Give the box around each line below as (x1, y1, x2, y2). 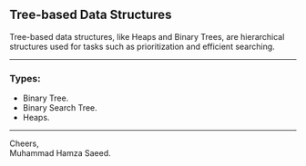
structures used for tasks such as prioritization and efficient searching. (9, 41, 275, 52)
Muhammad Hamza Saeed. (9, 148, 111, 159)
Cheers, (9, 138, 39, 149)
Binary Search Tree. (22, 103, 97, 113)
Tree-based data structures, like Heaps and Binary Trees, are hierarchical (9, 31, 285, 42)
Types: (9, 72, 41, 84)
